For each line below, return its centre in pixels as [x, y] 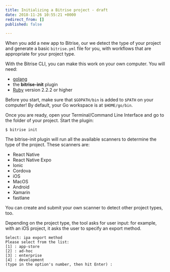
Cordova [22, 171]
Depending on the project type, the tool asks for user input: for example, [81, 223]
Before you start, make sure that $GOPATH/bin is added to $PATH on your [79, 100]
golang [20, 79]
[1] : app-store [22, 247]
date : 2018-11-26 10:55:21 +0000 [41, 15]
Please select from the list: [37, 242]
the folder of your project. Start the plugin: [50, 121]
